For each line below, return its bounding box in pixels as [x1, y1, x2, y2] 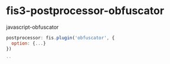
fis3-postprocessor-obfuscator [6, 4, 164, 18]
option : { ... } [11, 40, 46, 46]
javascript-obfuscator [6, 23, 59, 31]
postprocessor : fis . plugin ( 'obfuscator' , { [6, 35, 115, 41]
